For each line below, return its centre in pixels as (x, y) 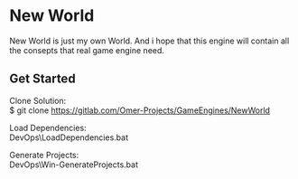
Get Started (42, 79)
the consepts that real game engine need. (87, 50)
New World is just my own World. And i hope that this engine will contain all (149, 41)
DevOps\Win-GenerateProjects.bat (74, 165)
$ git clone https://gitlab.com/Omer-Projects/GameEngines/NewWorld (140, 110)
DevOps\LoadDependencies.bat (69, 137)
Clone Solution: (38, 100)
